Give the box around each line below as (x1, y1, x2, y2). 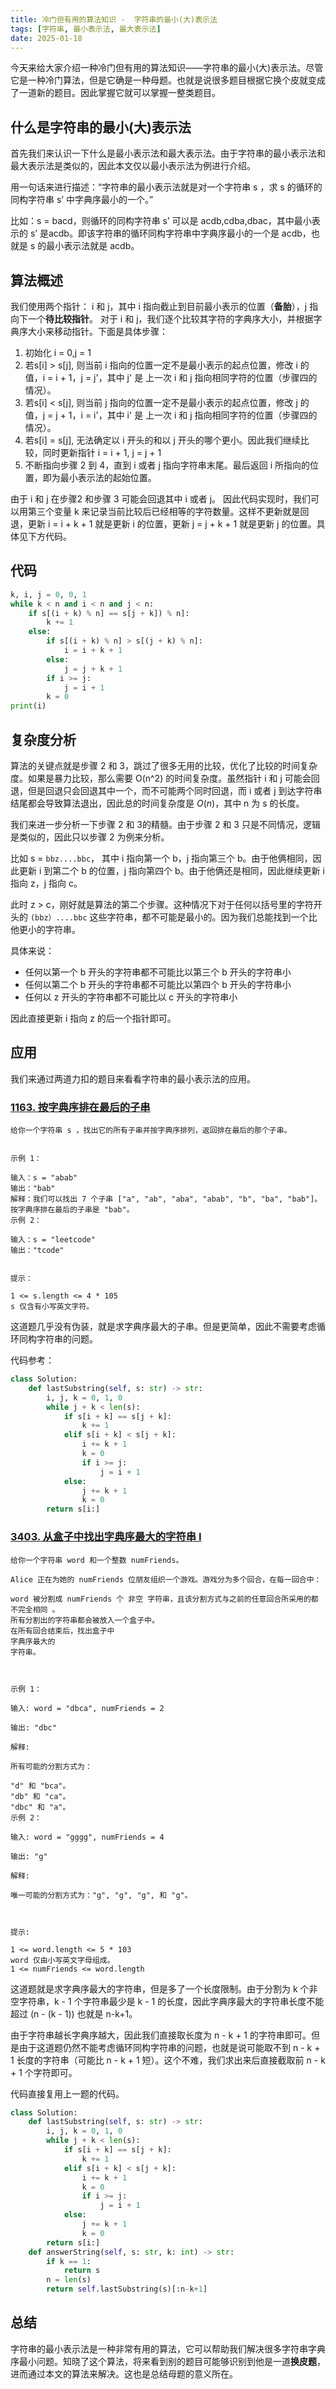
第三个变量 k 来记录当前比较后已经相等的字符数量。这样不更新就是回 (27, 506, 310, 517)
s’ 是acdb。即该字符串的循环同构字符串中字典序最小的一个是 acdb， (29, 227, 312, 240)
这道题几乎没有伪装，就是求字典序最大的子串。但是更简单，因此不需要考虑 (10, 1321, 317, 1333)
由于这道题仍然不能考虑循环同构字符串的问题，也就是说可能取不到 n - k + (18, 2041, 321, 2053)
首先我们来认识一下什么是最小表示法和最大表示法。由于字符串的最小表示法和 (10, 147, 326, 160)
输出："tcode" (10, 1246, 65, 1256)
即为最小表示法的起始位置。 (42, 472, 157, 483)
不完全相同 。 (10, 1604, 60, 1615)
